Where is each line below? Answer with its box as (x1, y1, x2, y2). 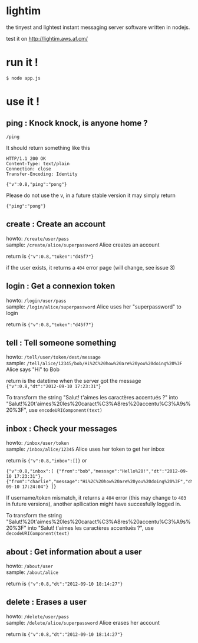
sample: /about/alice (6, 568, 59, 576)
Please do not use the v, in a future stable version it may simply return (6, 192, 176, 199)
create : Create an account (6, 219, 106, 229)
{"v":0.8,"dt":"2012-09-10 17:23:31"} (6, 383, 101, 390)
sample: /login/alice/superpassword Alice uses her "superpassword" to (6, 303, 181, 310)
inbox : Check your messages (6, 424, 117, 434)
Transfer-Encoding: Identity (6, 171, 78, 177)
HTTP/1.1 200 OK (6, 155, 46, 162)
